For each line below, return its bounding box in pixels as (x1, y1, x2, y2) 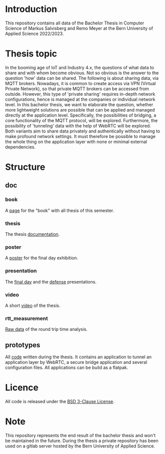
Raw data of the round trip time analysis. (5, 326, 88, 332)
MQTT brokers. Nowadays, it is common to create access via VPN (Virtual (5, 80, 156, 86)
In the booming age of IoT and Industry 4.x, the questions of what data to (5, 64, 155, 70)
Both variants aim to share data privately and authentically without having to (5, 128, 160, 134)
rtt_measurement (5, 315, 48, 322)
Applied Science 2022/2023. (5, 30, 64, 36)
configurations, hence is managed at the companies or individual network (5, 96, 156, 102)
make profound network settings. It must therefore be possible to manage (5, 133, 156, 139)
